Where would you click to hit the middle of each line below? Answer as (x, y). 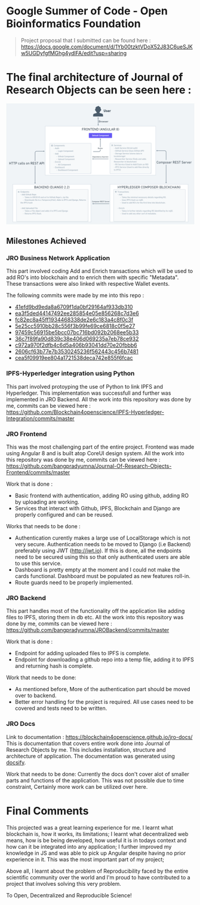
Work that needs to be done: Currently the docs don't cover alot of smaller (98, 774)
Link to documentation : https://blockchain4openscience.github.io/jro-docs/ (99, 737)
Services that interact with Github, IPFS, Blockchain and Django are (97, 509)
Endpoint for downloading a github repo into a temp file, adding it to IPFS (104, 659)
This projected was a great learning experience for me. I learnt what (90, 827)
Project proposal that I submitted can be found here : (86, 40)
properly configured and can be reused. (64, 515)
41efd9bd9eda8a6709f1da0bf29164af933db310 (74, 307)
